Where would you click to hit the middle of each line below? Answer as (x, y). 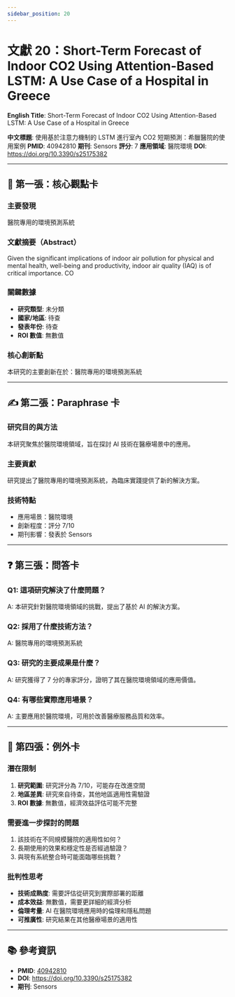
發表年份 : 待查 (37, 326)
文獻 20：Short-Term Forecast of (104, 50)
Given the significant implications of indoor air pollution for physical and (111, 258)
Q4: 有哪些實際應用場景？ (50, 700)
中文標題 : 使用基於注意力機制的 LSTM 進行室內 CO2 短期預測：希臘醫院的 (113, 137)
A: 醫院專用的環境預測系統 (45, 643)
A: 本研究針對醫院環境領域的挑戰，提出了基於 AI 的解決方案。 (95, 606)
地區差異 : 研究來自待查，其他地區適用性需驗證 (84, 794)
